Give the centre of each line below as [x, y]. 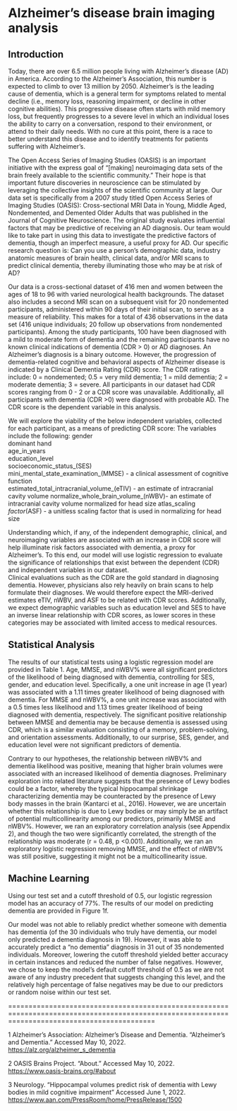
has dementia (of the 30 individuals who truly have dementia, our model [113, 932]
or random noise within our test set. [60, 992]
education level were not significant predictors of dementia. [95, 744]
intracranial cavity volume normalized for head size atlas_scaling [102, 503]
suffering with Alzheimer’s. [47, 146]
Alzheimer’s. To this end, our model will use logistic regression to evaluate [115, 555]
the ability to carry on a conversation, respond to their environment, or [110, 124]
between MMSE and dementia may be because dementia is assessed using [118, 722]
